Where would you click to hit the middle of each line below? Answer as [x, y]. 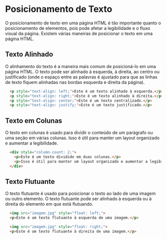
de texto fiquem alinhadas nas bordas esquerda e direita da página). [75, 82]
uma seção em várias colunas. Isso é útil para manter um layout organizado [83, 138]
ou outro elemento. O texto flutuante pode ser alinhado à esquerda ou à [79, 199]
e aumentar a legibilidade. [32, 143]
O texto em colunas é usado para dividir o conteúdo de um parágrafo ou [79, 133]
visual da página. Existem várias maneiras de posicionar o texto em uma [79, 33]
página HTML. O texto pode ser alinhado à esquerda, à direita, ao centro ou [83, 72]
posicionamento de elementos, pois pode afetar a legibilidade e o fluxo [78, 28]
